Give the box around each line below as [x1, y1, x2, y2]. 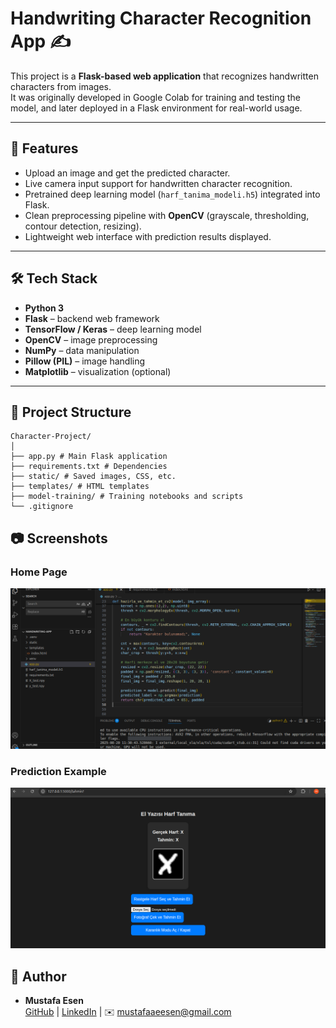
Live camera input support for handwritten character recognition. [24, 177, 293, 189]
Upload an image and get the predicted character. [24, 167, 231, 179]
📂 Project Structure [10, 403, 132, 421]
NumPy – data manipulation [24, 344, 140, 356]
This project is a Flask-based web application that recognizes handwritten [10, 70, 319, 82]
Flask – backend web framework [24, 312, 160, 324]
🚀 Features [10, 140, 79, 157]
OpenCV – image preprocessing [24, 333, 158, 346]
